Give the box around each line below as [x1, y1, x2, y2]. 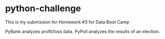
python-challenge [5, 3, 81, 14]
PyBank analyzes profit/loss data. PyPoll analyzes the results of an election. [5, 28, 161, 34]
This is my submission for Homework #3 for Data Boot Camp [5, 19, 129, 25]
